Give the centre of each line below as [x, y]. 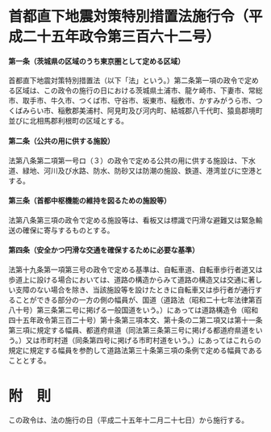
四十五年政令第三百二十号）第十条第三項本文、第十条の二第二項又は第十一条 [135, 320]
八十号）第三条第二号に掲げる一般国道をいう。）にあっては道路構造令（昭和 [133, 310]
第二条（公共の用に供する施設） [61, 141]
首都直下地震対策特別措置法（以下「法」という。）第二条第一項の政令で [127, 81]
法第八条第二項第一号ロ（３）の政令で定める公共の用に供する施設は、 [125, 160]
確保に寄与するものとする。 [68, 230]
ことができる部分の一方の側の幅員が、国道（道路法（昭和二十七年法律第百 [139, 300]
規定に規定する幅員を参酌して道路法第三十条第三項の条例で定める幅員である [135, 350]
